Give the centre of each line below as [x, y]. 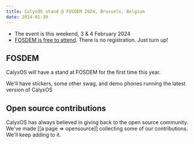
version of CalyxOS [29, 90]
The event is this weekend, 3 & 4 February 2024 [72, 33]
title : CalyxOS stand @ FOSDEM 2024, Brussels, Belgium [75, 11]
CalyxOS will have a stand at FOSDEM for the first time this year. [83, 72]
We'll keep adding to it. [34, 135]
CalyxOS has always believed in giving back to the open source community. [97, 122]
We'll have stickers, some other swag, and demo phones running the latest [96, 84]
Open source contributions [56, 108]
